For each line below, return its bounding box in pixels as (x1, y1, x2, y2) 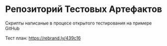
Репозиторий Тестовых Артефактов (5, 3, 163, 15)
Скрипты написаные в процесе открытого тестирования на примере (5, 20, 152, 26)
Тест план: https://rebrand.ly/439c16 (5, 35, 81, 41)
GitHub (5, 25, 20, 31)
